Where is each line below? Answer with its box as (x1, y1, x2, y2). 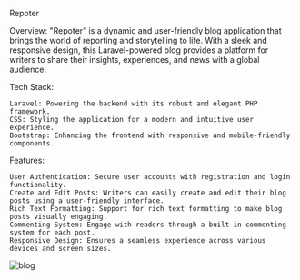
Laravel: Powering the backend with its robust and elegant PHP (9, 99, 258, 108)
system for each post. (9, 228, 95, 237)
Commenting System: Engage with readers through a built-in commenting (9, 220, 286, 229)
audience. (9, 64, 47, 75)
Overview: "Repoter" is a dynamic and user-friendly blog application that (9, 25, 282, 35)
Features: (9, 155, 45, 165)
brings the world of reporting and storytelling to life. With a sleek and (9, 35, 268, 45)
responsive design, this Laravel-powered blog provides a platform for (9, 45, 269, 55)
